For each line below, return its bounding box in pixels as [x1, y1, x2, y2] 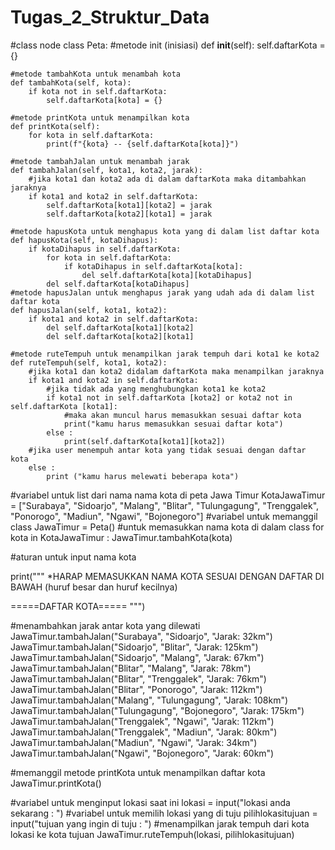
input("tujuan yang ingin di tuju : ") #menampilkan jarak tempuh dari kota [10, 817, 310, 830]
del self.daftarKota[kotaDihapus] [46, 279, 190, 289]
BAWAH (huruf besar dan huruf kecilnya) [10, 581, 178, 593]
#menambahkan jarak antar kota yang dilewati [10, 619, 201, 631]
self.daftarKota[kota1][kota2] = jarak [46, 200, 213, 210]
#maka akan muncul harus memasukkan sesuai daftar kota [63, 410, 302, 420]
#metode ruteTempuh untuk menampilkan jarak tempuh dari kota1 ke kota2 [10, 349, 320, 359]
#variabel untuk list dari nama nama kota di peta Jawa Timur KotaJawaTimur [10, 489, 326, 501]
